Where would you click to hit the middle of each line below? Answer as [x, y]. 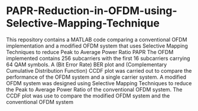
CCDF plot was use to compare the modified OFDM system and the [88, 96]
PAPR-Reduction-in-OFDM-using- [92, 11]
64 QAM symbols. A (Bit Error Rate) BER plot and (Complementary [87, 64]
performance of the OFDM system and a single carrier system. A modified [96, 77]
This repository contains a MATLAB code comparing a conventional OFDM [97, 39]
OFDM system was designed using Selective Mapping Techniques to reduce [99, 83]
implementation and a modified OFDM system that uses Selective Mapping [97, 46]
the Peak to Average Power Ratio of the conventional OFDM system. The [94, 89]
